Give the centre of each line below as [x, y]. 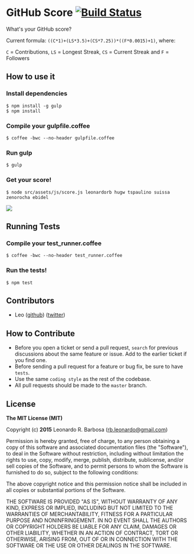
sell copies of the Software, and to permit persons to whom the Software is [97, 466]
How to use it [31, 77]
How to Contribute [41, 333]
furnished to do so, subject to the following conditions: [72, 472]
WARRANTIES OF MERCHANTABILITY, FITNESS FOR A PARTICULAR [89, 514]
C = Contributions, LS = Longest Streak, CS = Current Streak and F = [88, 52]
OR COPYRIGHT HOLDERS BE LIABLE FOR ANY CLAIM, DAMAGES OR [91, 526]
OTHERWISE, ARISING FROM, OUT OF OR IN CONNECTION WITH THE [92, 539]
